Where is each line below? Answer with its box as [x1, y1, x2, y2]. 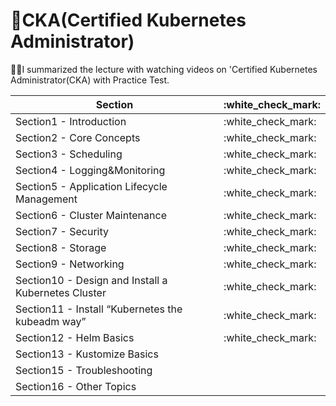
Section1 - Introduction [15, 114, 127, 128]
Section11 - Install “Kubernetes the [15, 302, 183, 316]
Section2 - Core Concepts [15, 130, 141, 144]
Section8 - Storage [15, 240, 107, 254]
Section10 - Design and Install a [15, 273, 168, 287]
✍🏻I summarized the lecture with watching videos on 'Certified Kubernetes [10, 63, 318, 75]
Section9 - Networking [15, 257, 125, 271]
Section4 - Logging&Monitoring [15, 163, 166, 177]
